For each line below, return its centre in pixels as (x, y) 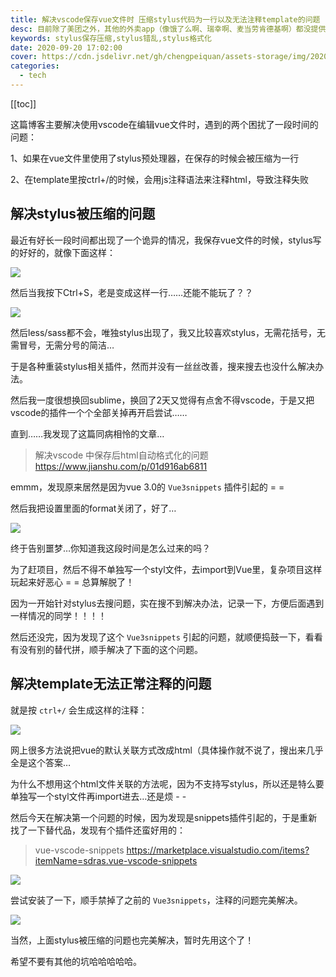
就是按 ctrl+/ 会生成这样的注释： (79, 710)
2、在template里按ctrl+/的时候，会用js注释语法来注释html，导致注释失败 (159, 179)
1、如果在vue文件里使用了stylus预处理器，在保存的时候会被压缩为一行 (155, 158)
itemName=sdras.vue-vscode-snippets (116, 860)
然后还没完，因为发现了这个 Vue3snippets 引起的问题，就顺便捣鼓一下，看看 (166, 637)
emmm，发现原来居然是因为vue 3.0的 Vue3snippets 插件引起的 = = (147, 487)
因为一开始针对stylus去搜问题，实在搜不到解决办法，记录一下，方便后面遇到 (167, 603)
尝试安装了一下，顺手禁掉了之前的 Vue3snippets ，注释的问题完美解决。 (156, 900)
